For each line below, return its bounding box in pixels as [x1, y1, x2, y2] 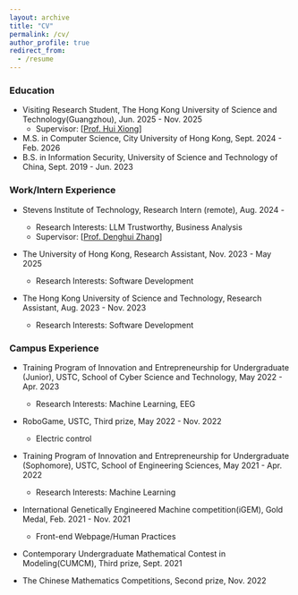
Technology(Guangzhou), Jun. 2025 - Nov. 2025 [21, 114, 203, 125]
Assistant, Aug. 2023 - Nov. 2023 [21, 302, 147, 313]
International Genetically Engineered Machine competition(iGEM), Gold [21, 504, 284, 514]
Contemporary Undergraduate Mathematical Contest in [21, 548, 226, 559]
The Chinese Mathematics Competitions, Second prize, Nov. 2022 [21, 574, 267, 586]
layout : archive [9, 13, 70, 22]
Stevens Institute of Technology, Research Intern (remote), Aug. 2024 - [21, 204, 285, 215]
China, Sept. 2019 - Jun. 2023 [21, 162, 134, 173]
